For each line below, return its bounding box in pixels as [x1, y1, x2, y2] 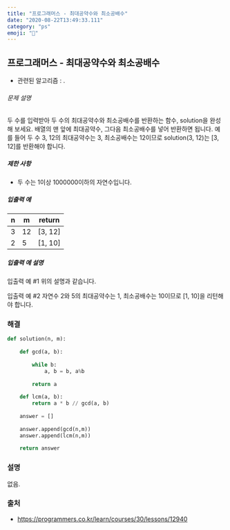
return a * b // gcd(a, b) [32, 400, 110, 407]
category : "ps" [7, 23, 51, 30]
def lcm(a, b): [19, 394, 64, 401]
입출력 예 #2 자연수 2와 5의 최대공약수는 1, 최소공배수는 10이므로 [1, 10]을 [7, 292, 206, 300]
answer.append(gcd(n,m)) [19, 426, 91, 432]
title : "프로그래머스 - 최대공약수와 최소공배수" [7, 10, 128, 17]
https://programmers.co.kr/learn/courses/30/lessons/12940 [17, 515, 188, 523]
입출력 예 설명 [7, 258, 44, 266]
